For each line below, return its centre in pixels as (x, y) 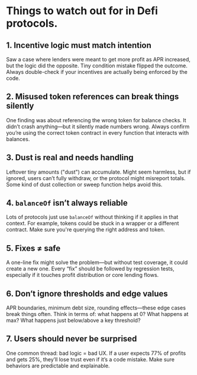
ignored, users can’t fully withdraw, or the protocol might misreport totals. (96, 178)
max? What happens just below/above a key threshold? (73, 321)
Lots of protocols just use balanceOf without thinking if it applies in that (92, 217)
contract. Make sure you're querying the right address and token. (86, 230)
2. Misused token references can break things (93, 97)
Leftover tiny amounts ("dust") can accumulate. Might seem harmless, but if (98, 172)
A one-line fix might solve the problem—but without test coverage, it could (97, 262)
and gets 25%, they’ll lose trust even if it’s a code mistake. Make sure (91, 359)
